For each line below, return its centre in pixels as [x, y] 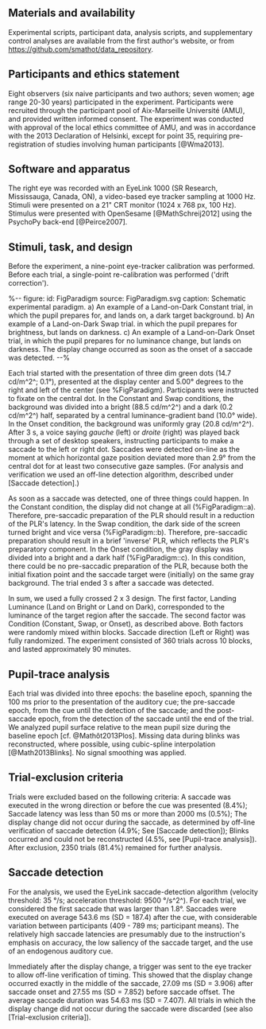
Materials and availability [72, 13]
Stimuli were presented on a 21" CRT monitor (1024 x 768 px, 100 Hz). [122, 205]
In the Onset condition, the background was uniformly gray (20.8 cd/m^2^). [131, 424]
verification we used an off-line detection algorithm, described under [121, 475]
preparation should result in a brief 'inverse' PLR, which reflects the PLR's [129, 541]
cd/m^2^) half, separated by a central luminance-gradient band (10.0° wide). [133, 415]
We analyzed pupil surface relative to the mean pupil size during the [120, 727]
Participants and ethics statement [94, 74]
